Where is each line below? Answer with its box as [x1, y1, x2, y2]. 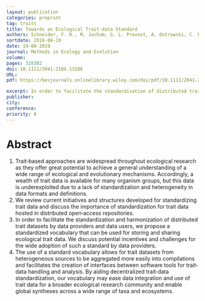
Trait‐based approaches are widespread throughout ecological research [15, 157, 196, 165]
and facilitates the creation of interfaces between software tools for [15, 261, 185, 269]
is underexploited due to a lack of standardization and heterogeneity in [15, 184, 193, 191]
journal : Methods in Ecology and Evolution [6, 49, 119, 55]
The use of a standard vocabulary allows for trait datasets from [15, 248, 174, 256]
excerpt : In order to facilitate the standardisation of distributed [6, 88, 187, 95]
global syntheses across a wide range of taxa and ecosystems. [15, 288, 174, 295]
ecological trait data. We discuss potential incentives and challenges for [15, 236, 196, 243]
